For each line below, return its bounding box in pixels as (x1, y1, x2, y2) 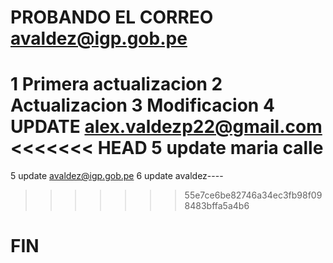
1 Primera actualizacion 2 (10, 73, 223, 96)
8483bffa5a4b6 (184, 200, 250, 212)
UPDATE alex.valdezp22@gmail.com (10, 116, 323, 138)
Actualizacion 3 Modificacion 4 (10, 94, 275, 117)
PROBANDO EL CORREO (10, 6, 214, 29)
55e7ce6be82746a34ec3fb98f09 (184, 189, 323, 201)
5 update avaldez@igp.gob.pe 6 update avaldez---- (10, 170, 224, 182)
